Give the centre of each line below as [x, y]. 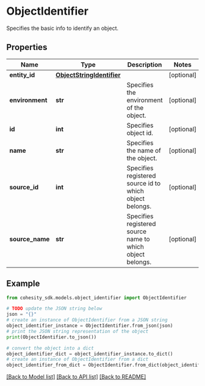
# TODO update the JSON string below [54, 309]
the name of [144, 150]
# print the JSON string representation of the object [77, 331]
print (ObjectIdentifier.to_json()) [52, 337]
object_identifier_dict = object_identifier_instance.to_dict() [90, 354]
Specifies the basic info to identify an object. [63, 28]
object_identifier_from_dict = [46, 365]
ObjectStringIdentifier [88, 75]
